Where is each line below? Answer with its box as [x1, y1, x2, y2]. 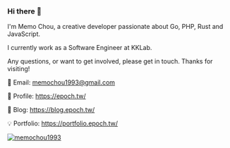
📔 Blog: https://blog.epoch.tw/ [7, 106, 95, 114]
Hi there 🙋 [7, 6, 42, 16]
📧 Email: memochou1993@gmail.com [7, 78, 115, 87]
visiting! [7, 65, 30, 73]
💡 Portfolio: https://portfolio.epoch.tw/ [7, 119, 119, 128]
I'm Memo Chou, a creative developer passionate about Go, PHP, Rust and [7, 23, 224, 31]
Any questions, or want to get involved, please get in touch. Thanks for [7, 57, 213, 66]
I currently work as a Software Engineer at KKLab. [7, 44, 152, 52]
